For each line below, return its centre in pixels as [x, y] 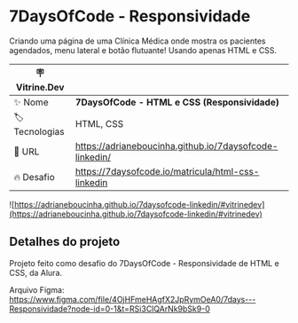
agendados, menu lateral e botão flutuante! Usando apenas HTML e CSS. [143, 50]
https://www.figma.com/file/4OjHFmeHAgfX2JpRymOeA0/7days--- [133, 299]
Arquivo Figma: [37, 289]
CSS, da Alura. [36, 272]
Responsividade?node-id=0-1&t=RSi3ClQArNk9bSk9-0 [110, 309]
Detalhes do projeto [65, 242]
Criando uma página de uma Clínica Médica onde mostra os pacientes [137, 41]
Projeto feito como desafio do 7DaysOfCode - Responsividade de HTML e [144, 263]
